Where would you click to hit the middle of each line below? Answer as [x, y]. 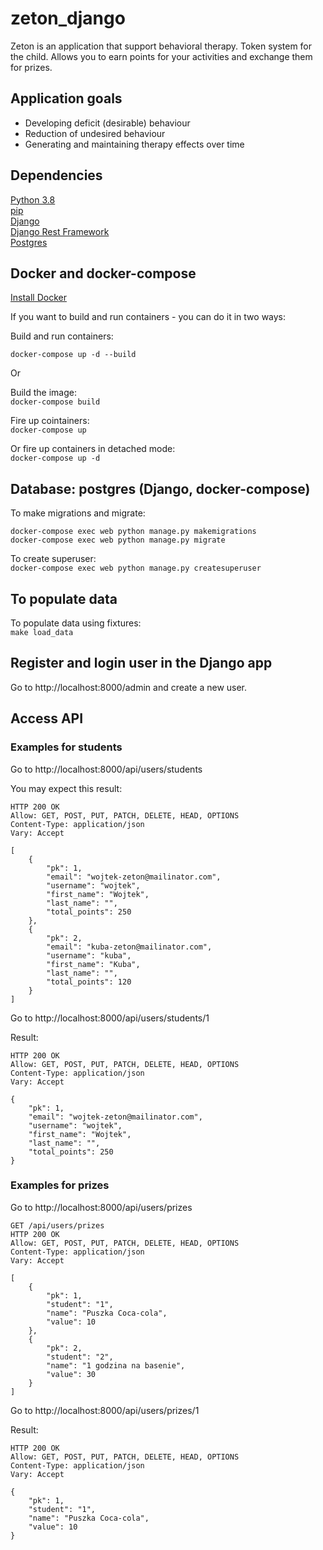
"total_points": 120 [89, 982]
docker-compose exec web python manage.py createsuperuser [136, 568]
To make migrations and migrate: [78, 513]
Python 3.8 [33, 199]
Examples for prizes [60, 1185]
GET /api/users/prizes [57, 1225]
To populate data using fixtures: [76, 623]
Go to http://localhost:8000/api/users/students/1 [110, 1018]
